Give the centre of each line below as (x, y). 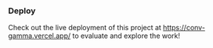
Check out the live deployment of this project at (85, 28)
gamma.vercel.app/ (40, 36)
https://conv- (184, 28)
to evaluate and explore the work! (126, 36)
